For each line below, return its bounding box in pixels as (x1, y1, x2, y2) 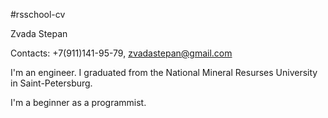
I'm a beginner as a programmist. (10, 97, 147, 108)
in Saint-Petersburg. (10, 77, 93, 89)
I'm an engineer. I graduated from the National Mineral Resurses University (10, 67, 318, 78)
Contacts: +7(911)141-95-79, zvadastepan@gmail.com (10, 47, 233, 59)
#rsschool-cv (10, 9, 66, 20)
